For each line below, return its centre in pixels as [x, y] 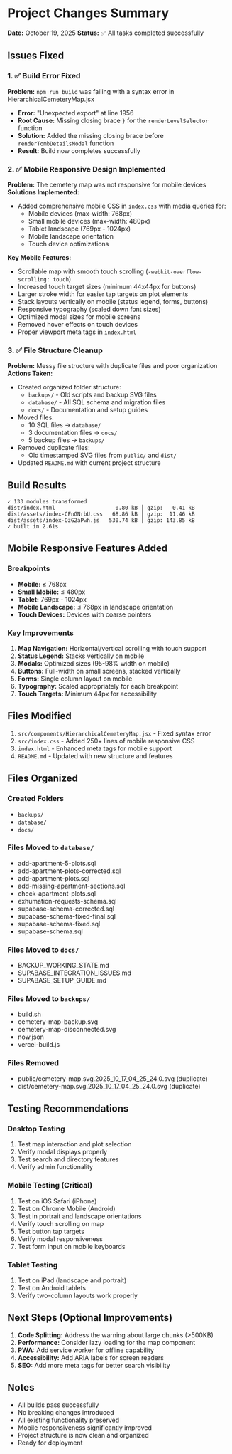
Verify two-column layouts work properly [78, 1295]
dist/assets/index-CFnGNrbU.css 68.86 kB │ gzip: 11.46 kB [101, 514]
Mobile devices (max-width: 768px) [80, 213]
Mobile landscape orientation [71, 236]
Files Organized [43, 779]
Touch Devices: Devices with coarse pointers [84, 614]
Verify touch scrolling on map [61, 1223]
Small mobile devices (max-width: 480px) [89, 221]
